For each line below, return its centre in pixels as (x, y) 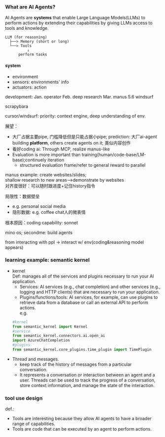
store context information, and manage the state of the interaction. (87, 385)
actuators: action (29, 87)
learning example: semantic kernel (48, 260)
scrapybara (17, 106)
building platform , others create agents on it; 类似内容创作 (71, 143)
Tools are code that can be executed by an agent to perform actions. (82, 429)
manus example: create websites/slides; (46, 175)
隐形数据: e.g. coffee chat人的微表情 (49, 212)
